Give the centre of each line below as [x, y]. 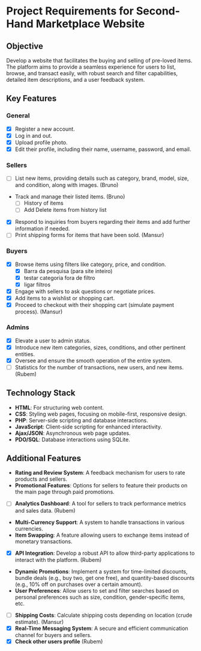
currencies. [29, 528]
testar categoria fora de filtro [59, 277]
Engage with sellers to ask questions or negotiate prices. [85, 292]
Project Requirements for [70, 11]
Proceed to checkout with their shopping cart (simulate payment [94, 305]
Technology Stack [41, 393]
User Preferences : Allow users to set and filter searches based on [97, 590]
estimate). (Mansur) [39, 622]
